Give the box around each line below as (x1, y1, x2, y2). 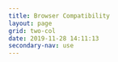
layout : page (8, 19, 53, 27)
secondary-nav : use (8, 42, 74, 50)
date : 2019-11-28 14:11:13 (8, 34, 99, 43)
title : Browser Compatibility (8, 11, 111, 20)
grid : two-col (8, 27, 57, 35)
